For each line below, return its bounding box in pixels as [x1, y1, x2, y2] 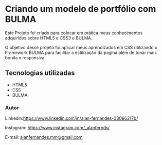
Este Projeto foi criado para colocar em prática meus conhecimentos [5, 30, 143, 36]
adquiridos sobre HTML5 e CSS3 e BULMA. [5, 35, 92, 41]
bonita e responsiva [5, 54, 45, 60]
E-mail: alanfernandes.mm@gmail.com [5, 134, 83, 140]
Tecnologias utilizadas [5, 69, 75, 77]
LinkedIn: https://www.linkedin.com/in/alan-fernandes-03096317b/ [5, 115, 138, 121]
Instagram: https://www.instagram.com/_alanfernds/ [5, 125, 110, 131]
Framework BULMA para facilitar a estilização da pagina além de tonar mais [5, 50, 157, 55]
